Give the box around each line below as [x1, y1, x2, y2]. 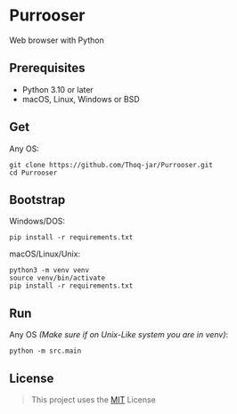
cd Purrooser [9, 168, 58, 177]
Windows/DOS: [9, 215, 65, 227]
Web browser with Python [9, 35, 104, 45]
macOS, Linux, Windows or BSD [21, 93, 140, 104]
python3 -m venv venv [9, 266, 90, 275]
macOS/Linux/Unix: [9, 248, 81, 259]
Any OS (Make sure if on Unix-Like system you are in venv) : [9, 329, 229, 340]
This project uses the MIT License [30, 394, 156, 405]
